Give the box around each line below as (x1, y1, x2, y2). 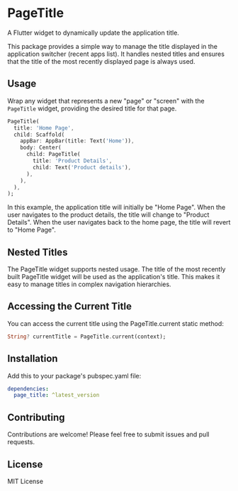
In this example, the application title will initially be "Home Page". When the (7, 203, 226, 212)
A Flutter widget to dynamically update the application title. (7, 28, 179, 37)
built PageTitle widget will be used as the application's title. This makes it (7, 273, 220, 281)
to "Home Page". (7, 225, 57, 235)
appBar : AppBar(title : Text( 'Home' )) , (20, 137, 135, 145)
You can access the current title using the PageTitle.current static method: (7, 319, 225, 327)
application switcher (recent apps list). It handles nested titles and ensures (7, 50, 225, 58)
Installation (7, 353, 58, 365)
